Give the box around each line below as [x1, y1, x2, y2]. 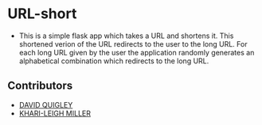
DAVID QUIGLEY [18, 100, 73, 109]
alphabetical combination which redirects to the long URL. [18, 56, 209, 66]
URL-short [7, 5, 77, 23]
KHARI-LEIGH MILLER [18, 108, 92, 118]
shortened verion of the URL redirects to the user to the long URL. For [18, 39, 248, 48]
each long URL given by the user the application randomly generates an [18, 47, 255, 57]
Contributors [7, 79, 73, 93]
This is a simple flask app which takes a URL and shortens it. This [18, 31, 234, 40]
